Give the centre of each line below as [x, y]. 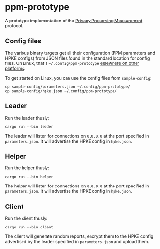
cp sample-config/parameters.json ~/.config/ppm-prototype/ [68, 87]
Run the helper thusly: [27, 168]
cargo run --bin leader [29, 127]
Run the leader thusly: [27, 118]
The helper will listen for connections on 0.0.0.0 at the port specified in [77, 186]
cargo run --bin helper [29, 177]
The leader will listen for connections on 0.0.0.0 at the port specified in [77, 136]
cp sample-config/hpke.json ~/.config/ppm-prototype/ [61, 91]
